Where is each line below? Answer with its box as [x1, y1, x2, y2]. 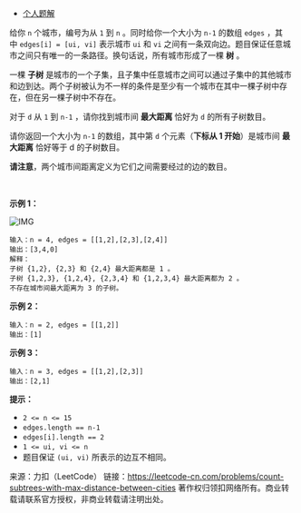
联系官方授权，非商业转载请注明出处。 [24, 494, 169, 504]
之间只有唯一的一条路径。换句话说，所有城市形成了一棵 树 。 [16, 50, 245, 61]
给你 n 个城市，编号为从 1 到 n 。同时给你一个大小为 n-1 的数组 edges [9, 27, 266, 38]
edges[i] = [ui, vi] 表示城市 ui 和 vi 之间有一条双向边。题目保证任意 [19, 39, 284, 49]
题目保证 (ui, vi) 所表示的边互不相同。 [22, 452, 171, 462]
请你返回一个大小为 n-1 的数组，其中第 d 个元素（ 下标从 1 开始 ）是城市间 [9, 131, 281, 141]
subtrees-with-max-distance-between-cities [9, 482, 177, 493]
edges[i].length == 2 [22, 433, 104, 442]
